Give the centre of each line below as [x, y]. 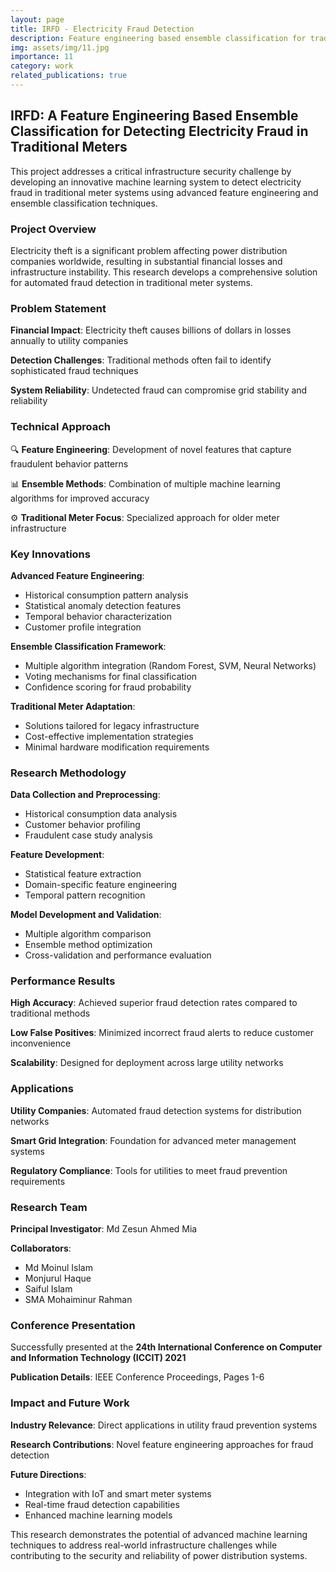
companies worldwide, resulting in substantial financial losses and [146, 261]
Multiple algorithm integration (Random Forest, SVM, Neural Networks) [170, 665]
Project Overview [53, 229]
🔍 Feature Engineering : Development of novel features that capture [151, 449]
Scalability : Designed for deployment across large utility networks [147, 1063]
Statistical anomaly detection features [103, 605]
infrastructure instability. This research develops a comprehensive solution [164, 272]
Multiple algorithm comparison [88, 934]
